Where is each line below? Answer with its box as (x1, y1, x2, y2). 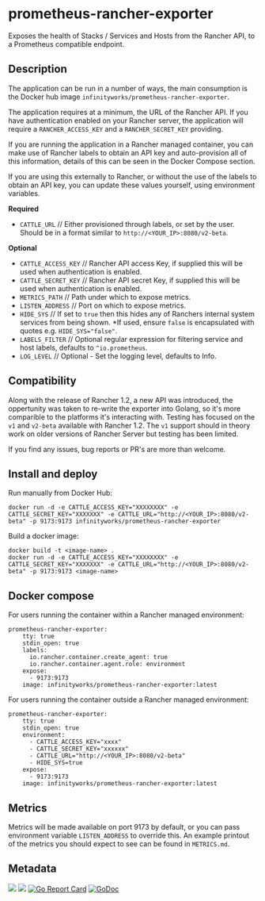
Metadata (8, 862, 57, 876)
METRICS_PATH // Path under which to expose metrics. (19, 292, 191, 301)
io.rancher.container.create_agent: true (28, 654, 168, 661)
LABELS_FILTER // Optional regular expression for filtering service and (19, 334, 244, 343)
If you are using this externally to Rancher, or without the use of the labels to (8, 171, 257, 181)
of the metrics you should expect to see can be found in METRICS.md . (8, 839, 230, 849)
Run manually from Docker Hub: (8, 489, 113, 498)
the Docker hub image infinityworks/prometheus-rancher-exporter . (8, 92, 230, 102)
